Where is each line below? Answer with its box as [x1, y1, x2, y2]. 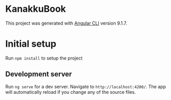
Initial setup [5, 38, 56, 50]
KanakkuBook [5, 3, 67, 15]
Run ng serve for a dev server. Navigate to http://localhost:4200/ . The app [5, 83, 166, 90]
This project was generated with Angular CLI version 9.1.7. [5, 20, 127, 26]
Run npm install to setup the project [5, 55, 83, 61]
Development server [5, 70, 72, 78]
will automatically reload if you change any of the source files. [5, 89, 136, 95]
